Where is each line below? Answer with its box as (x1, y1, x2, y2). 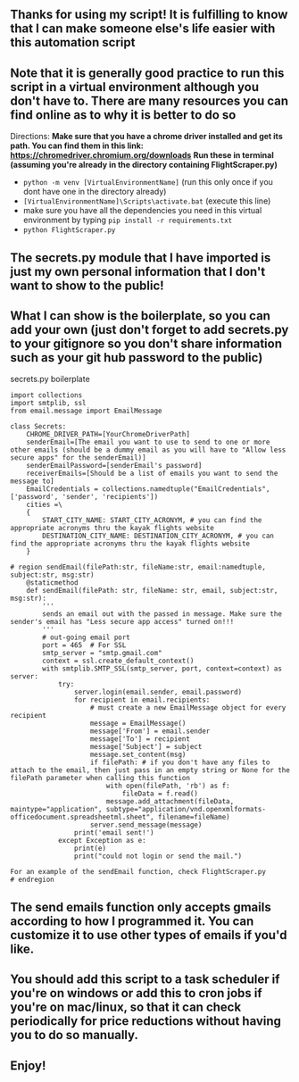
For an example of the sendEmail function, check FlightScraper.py (10, 868, 267, 877)
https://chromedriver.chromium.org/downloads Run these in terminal (10, 150, 275, 161)
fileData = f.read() (121, 789, 199, 798)
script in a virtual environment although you (10, 79, 260, 95)
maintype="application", (10, 805, 103, 814)
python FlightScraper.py (22, 226, 116, 235)
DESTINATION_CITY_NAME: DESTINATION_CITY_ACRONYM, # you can (42, 531, 275, 541)
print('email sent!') (73, 828, 154, 837)
